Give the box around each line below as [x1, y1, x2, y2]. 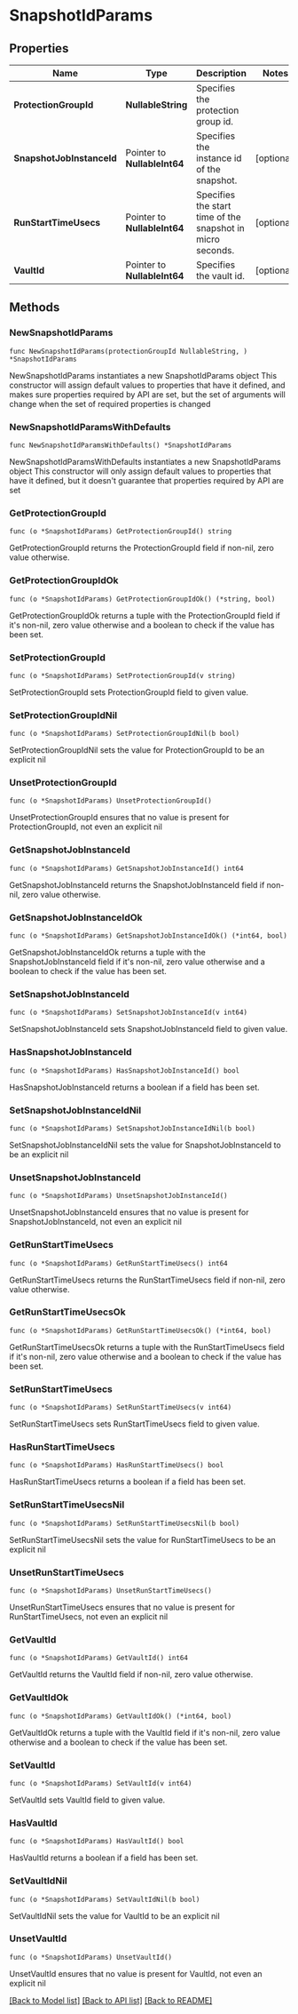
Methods [9, 300, 60, 316]
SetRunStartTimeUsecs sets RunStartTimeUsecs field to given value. [9, 1419, 260, 1429]
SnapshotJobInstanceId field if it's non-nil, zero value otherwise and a [9, 956, 266, 967]
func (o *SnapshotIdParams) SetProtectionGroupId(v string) [9, 671, 237, 680]
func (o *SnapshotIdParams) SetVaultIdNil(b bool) [9, 1895, 200, 1904]
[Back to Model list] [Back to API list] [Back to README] [9, 1994, 213, 2005]
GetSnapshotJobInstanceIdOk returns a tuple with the [9, 947, 207, 958]
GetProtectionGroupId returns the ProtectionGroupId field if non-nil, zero [9, 543, 275, 554]
